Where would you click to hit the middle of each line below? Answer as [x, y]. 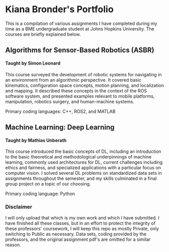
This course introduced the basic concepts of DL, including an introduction [83, 151]
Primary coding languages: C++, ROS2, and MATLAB [60, 111]
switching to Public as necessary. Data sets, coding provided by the [76, 234]
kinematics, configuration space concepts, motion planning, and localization [85, 85]
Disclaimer [19, 207]
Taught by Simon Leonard [33, 63]
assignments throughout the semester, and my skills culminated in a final [81, 178]
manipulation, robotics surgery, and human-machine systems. [70, 101]
